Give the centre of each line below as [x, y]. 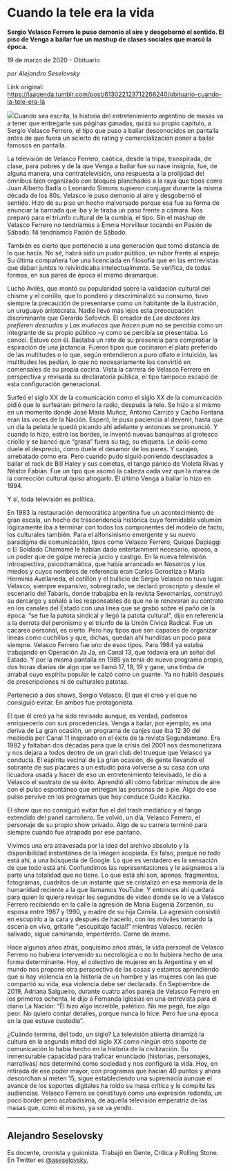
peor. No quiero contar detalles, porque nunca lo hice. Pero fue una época [113, 1013]
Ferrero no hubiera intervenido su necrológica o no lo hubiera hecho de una [115, 954]
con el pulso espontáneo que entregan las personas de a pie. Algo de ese [112, 789]
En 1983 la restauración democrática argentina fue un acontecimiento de [110, 512]
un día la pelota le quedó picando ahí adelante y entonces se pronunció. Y [113, 426]
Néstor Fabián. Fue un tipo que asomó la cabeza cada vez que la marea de [113, 471]
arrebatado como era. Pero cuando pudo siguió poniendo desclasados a [110, 456]
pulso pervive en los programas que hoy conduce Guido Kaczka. [99, 797]
